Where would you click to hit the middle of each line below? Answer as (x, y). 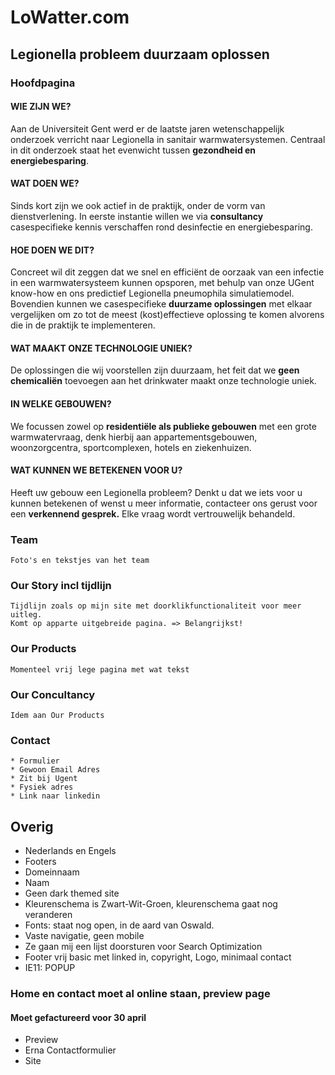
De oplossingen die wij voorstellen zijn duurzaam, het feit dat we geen (155, 370)
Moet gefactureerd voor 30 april (78, 1017)
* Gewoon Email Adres (55, 770)
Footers (40, 862)
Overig (32, 826)
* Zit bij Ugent (44, 779)
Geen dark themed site (72, 893)
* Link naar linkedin (55, 796)
